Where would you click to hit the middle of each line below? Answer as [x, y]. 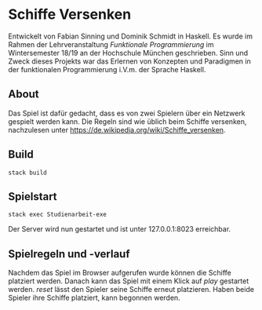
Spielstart [33, 197]
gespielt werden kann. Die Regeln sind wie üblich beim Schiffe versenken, [127, 121]
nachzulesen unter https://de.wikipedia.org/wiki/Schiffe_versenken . [117, 129]
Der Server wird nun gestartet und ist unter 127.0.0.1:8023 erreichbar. [120, 229]
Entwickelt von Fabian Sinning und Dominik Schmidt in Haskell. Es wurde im [131, 36]
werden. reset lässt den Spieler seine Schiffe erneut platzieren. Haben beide [131, 290]
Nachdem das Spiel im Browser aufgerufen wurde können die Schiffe [120, 273]
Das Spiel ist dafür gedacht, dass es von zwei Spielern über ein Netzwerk [127, 113]
